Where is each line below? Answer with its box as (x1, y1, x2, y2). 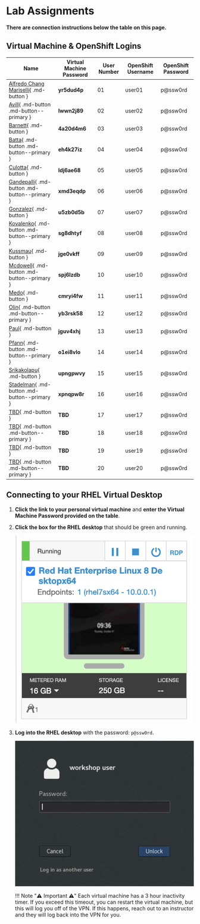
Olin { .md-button (8, 303, 51, 311)
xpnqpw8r (58, 390, 85, 397)
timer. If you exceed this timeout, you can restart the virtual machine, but (14, 898, 193, 906)
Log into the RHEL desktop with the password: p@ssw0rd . (14, 729, 154, 736)
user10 (124, 271, 143, 278)
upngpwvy (58, 369, 86, 377)
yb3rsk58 (58, 310, 83, 317)
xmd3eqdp (58, 187, 86, 195)
